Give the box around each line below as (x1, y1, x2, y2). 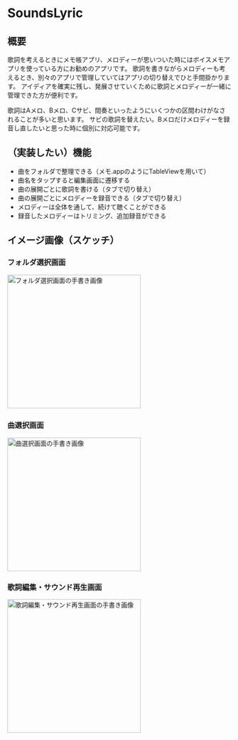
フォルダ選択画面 (7, 258, 66, 268)
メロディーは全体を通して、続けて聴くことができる (17, 202, 167, 211)
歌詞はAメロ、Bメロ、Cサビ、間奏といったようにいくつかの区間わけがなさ (7, 106, 226, 115)
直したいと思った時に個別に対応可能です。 (19, 124, 144, 132)
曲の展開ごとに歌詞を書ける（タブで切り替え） (17, 184, 155, 193)
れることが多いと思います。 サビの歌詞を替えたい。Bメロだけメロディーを (7, 115, 224, 123)
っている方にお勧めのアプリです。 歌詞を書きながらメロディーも (31, 64, 220, 73)
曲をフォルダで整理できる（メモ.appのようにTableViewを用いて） (17, 167, 210, 175)
